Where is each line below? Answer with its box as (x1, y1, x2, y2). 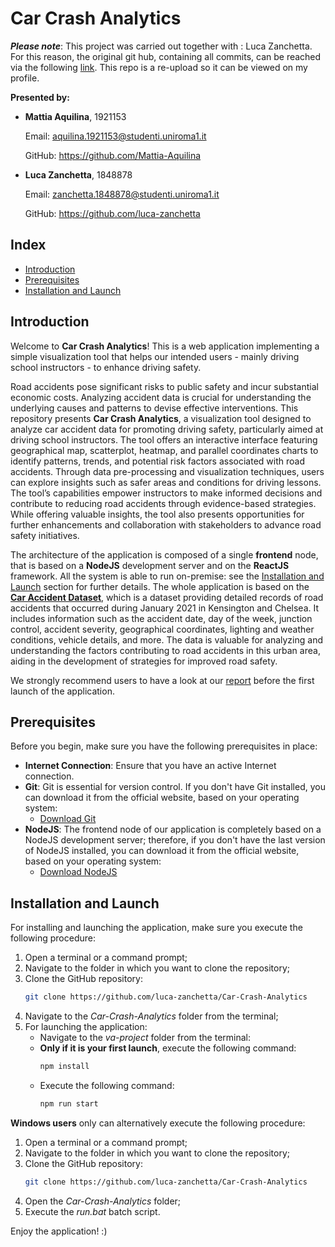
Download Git (39, 813, 97, 825)
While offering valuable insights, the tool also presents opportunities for (10, 508, 305, 520)
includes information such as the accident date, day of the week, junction (10, 612, 313, 624)
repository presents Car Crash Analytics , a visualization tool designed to (10, 412, 312, 424)
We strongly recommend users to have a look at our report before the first (10, 674, 315, 686)
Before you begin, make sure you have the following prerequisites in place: (10, 740, 318, 752)
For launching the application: (24, 1021, 148, 1033)
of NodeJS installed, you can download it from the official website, (24, 845, 300, 857)
